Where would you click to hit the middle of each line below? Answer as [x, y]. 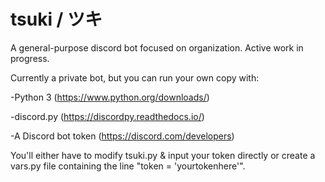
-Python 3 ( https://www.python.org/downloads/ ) [110, 97]
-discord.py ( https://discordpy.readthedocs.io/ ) [107, 116]
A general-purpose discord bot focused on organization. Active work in [157, 47]
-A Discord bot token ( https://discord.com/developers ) [122, 136]
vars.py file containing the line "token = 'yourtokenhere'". [128, 166]
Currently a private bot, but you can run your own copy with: [135, 77]
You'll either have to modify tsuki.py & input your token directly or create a [163, 155]
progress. [30, 58]
